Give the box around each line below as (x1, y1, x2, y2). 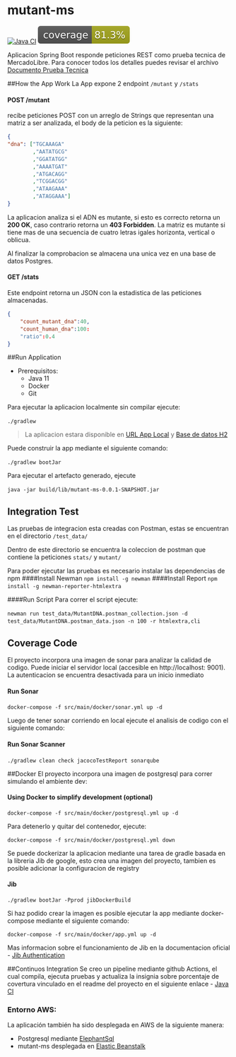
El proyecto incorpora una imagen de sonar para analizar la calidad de (7, 656, 212, 664)
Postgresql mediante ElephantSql (17, 1034, 114, 1043)
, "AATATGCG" (33, 148, 69, 155)
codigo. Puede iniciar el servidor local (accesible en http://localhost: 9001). (7, 663, 226, 672)
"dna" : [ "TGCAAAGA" (7, 141, 65, 148)
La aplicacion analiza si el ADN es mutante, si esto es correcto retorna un (7, 213, 220, 221)
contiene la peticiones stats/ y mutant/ (7, 553, 122, 561)
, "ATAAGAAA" (33, 186, 69, 193)
